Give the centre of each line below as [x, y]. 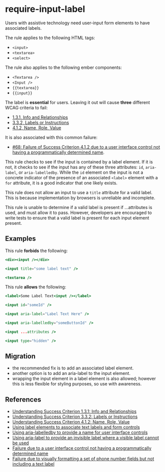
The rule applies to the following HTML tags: [50, 38]
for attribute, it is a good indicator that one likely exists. [61, 183]
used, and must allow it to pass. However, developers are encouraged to [79, 212]
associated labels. [23, 28]
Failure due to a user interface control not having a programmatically [82, 448]
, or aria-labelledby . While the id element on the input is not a [80, 172]
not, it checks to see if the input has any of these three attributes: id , [75, 167]
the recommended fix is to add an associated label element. [73, 368]
